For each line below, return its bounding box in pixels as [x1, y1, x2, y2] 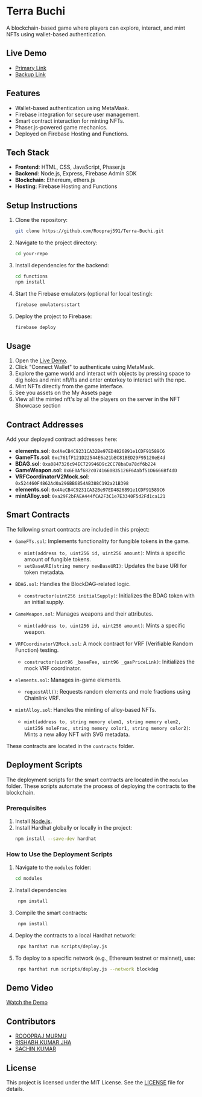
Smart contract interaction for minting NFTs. [14, 117, 125, 125]
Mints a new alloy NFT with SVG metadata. [24, 731, 130, 738]
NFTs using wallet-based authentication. [6, 30, 107, 37]
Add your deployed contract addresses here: [6, 435, 118, 443]
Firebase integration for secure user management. [14, 111, 140, 118]
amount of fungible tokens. [24, 555, 92, 563]
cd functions [14, 273, 48, 279]
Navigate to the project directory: [14, 239, 98, 246]
